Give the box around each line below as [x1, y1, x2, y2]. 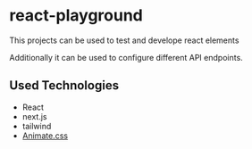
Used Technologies [9, 78, 119, 94]
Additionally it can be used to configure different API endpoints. [9, 52, 243, 62]
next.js [21, 111, 47, 121]
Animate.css [21, 130, 69, 141]
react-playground [9, 5, 143, 26]
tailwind [21, 120, 52, 131]
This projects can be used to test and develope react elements [9, 35, 239, 46]
